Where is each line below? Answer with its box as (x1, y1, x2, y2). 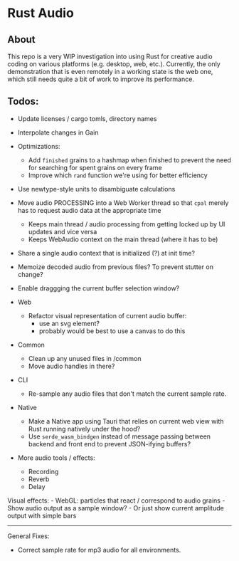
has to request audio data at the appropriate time (17, 206, 161, 214)
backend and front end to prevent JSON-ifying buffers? (28, 439, 191, 448)
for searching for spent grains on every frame (28, 163, 162, 172)
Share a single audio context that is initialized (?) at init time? (17, 248, 196, 257)
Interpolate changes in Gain (17, 128, 99, 137)
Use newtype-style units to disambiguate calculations (17, 184, 176, 193)
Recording (28, 467, 59, 476)
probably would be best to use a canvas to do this (38, 326, 186, 335)
